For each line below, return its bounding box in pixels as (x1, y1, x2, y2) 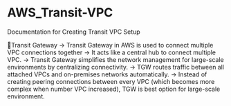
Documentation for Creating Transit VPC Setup (7, 28, 140, 36)
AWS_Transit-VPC (7, 5, 113, 21)
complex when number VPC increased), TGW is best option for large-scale (7, 85, 221, 93)
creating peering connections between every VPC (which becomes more (7, 77, 215, 85)
